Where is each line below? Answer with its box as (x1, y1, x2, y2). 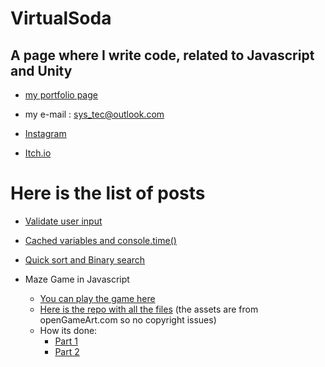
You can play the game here (39, 292, 156, 304)
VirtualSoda (10, 7, 112, 30)
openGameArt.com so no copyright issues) (39, 313, 217, 326)
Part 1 (54, 335, 78, 347)
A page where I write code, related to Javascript (10, 47, 315, 64)
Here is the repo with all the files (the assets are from (39, 303, 259, 315)
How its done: (39, 324, 98, 336)
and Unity (10, 62, 73, 79)
